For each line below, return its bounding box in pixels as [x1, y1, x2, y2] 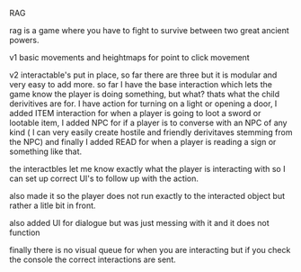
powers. [9, 35, 40, 45]
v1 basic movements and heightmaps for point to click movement [9, 52, 250, 62]
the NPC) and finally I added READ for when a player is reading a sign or [9, 137, 277, 147]
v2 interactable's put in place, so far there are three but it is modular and [9, 69, 278, 80]
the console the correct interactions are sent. [9, 254, 177, 265]
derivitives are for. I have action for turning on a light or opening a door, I [9, 98, 278, 109]
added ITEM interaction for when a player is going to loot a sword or [9, 108, 261, 118]
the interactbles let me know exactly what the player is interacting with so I [9, 164, 286, 174]
